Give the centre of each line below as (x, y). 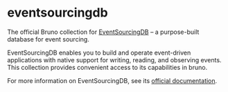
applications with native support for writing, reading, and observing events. (114, 59)
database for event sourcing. (49, 39)
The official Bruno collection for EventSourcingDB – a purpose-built (103, 32)
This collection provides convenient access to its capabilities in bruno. (107, 67)
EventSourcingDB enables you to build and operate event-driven (99, 53)
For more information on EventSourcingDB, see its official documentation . (112, 80)
